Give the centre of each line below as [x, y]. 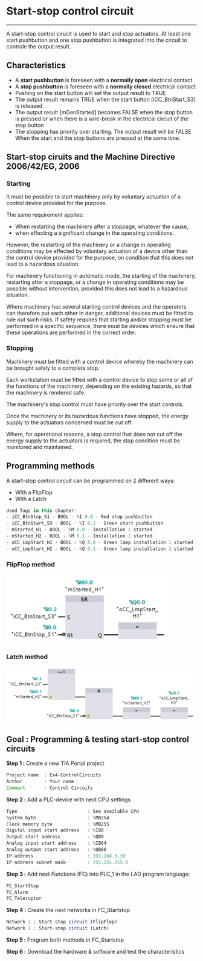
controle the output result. [39, 46]
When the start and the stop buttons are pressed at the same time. [98, 138]
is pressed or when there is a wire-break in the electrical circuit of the [102, 119]
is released [29, 106]
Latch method [27, 657]
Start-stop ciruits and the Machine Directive [91, 157]
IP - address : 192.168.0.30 [66, 856]
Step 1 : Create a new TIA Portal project [55, 763]
